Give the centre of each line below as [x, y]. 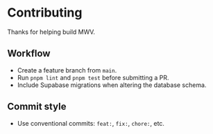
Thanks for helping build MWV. [51, 32]
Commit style [37, 107]
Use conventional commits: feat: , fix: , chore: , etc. [91, 123]
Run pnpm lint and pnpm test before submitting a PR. [93, 77]
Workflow [29, 54]
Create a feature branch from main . [67, 70]
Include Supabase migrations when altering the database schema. [112, 85]
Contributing [45, 13]
